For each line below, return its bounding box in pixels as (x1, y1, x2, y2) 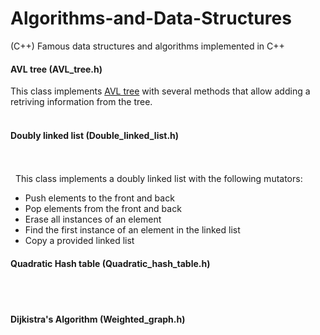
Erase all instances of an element (24, 213, 162, 226)
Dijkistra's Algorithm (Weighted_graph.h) (10, 313, 186, 326)
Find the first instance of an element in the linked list (24, 224, 241, 236)
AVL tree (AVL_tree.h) (10, 63, 103, 75)
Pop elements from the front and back (24, 203, 182, 215)
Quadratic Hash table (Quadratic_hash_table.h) (10, 257, 211, 269)
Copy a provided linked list (24, 235, 135, 247)
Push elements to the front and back (24, 192, 175, 204)
